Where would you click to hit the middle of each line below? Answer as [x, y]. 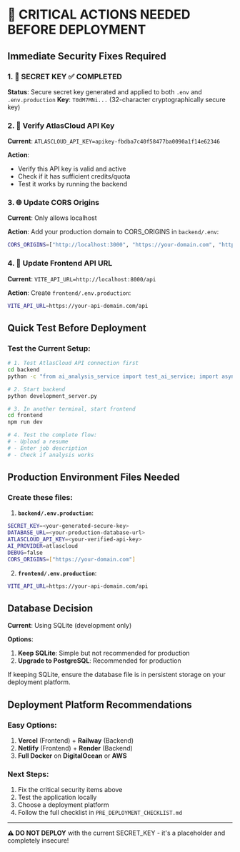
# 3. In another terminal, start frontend [71, 409]
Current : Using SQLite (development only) [70, 626]
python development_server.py [52, 396]
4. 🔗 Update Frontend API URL [60, 264]
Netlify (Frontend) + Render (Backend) [75, 748]
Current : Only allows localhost [52, 218]
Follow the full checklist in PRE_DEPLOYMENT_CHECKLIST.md [100, 813]
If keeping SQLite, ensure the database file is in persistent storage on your [117, 675]
